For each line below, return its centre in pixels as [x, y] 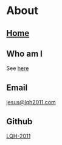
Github [19, 122]
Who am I [24, 53]
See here [18, 68]
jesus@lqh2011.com [31, 102]
